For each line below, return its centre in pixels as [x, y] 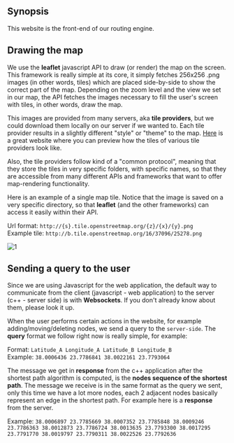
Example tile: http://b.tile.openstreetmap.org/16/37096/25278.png [105, 233]
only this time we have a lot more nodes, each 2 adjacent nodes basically [112, 393]
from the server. [30, 408]
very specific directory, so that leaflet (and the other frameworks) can [108, 204]
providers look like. [35, 148]
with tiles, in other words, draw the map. [65, 104]
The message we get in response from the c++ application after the [105, 371]
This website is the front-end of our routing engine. [81, 28]
